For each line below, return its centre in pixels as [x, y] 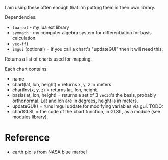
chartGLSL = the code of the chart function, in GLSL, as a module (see [86, 112]
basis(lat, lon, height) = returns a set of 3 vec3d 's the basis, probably [84, 95]
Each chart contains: [26, 69]
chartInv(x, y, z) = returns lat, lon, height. [55, 90]
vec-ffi [20, 44]
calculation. [24, 38]
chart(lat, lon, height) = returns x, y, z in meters [62, 84]
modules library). [30, 117]
